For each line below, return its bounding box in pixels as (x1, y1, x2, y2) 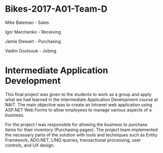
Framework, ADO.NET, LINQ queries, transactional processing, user (5, 137, 141, 143)
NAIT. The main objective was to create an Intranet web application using (5, 101, 152, 108)
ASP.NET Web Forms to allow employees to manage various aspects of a (5, 107, 152, 113)
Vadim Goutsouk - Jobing (5, 48, 57, 54)
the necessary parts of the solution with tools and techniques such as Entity (5, 132, 158, 137)
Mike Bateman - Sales (5, 19, 49, 25)
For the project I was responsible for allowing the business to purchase (5, 121, 148, 127)
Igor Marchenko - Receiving (5, 29, 61, 35)
